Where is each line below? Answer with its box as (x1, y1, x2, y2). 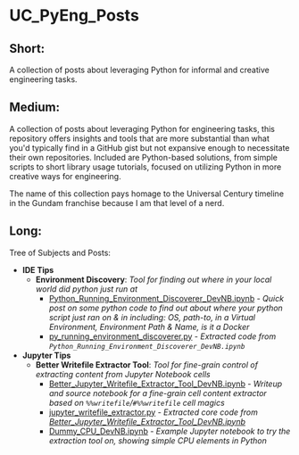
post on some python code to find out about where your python (48, 302, 283, 313)
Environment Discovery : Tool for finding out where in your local (35, 274, 272, 285)
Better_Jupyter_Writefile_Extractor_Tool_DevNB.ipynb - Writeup (48, 378, 283, 389)
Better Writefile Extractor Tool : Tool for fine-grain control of (35, 359, 259, 370)
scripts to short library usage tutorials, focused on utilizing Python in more (9, 161, 282, 172)
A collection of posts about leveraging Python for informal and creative (9, 64, 270, 75)
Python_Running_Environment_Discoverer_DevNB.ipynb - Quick (48, 293, 284, 303)
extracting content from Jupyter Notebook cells (35, 368, 212, 379)
